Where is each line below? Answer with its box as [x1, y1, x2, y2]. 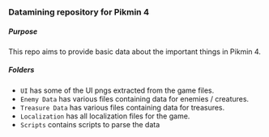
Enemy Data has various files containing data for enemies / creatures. [19, 93, 250, 103]
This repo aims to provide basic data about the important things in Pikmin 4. [8, 47, 262, 56]
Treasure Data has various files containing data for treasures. [19, 102, 225, 112]
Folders [8, 65, 35, 75]
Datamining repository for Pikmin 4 [8, 6, 150, 18]
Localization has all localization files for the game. [19, 111, 190, 121]
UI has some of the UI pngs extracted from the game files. [19, 85, 215, 95]
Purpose [8, 27, 38, 36]
